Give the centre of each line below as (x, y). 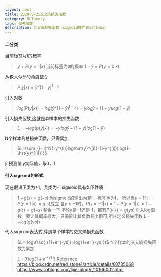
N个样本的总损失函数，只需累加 (37, 138)
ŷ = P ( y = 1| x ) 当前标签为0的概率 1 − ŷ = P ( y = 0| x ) (68, 66)
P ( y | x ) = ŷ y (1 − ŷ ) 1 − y (38, 87)
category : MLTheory (25, 19)
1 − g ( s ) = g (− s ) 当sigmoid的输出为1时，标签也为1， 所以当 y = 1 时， (85, 198)
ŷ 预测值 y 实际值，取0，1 (30, 163)
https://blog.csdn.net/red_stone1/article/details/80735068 (75, 264)
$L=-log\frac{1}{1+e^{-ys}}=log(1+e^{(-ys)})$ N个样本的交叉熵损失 (84, 242)
